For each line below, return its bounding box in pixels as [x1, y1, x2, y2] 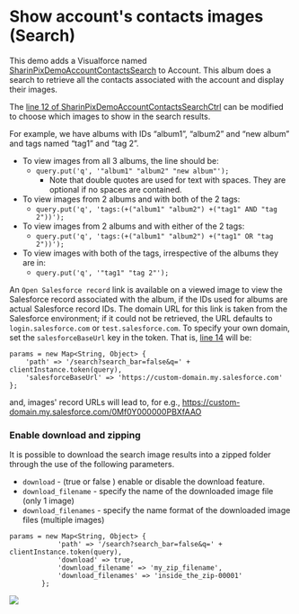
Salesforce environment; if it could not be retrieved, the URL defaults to [9, 312, 273, 323]
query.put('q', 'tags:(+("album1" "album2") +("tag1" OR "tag [35, 231, 274, 240]
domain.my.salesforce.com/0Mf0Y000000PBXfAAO [9, 406, 202, 417]
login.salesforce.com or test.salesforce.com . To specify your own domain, [9, 322, 290, 333]
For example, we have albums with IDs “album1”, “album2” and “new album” [9, 128, 290, 139]
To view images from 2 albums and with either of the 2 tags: [22, 221, 245, 231]
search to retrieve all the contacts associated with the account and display [9, 74, 285, 85]
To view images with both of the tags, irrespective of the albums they [22, 248, 279, 258]
